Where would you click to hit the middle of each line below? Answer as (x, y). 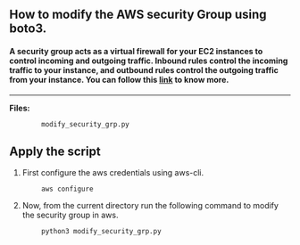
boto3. (28, 29)
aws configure (67, 189)
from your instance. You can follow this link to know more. (119, 79)
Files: (20, 108)
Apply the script (55, 151)
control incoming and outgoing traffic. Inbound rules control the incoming (149, 61)
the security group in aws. (70, 215)
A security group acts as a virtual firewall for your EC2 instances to (136, 51)
